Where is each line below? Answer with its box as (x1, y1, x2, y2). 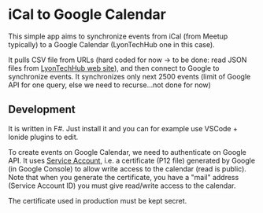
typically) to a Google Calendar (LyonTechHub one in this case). (8, 39, 215, 49)
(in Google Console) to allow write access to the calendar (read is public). (8, 163, 246, 174)
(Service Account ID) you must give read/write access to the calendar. (8, 181, 236, 190)
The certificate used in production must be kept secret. (8, 196, 187, 205)
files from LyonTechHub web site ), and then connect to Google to (8, 63, 220, 72)
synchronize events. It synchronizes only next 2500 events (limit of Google (8, 72, 251, 81)
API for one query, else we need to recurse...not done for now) (8, 80, 211, 90)
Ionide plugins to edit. (8, 132, 79, 141)
